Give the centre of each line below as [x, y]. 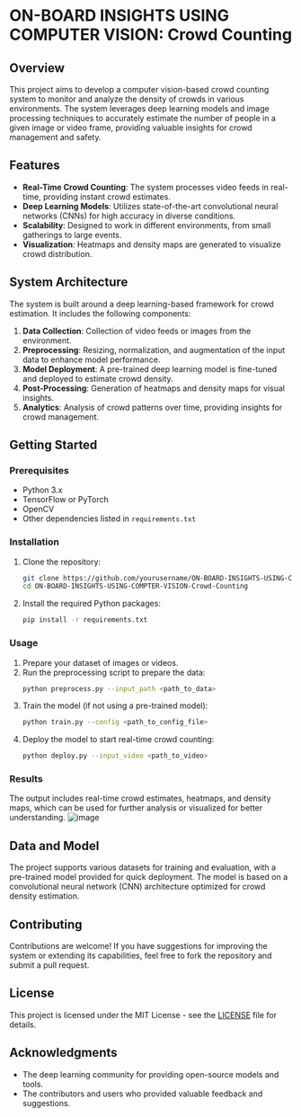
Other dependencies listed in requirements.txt [109, 519]
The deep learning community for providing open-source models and [150, 1074]
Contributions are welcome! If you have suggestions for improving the [138, 946]
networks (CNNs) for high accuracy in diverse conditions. [129, 216]
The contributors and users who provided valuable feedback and [142, 1094]
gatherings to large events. [72, 235]
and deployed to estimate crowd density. [97, 378]
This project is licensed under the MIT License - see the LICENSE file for [143, 1015]
